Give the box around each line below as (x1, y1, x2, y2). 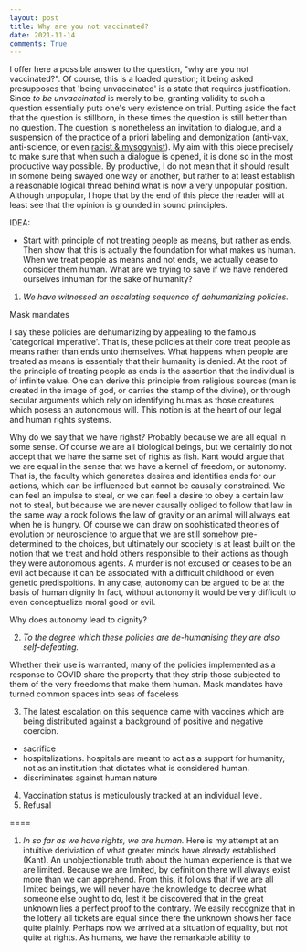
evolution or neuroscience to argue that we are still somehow (9, 528, 239, 539)
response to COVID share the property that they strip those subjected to (9, 669, 281, 680)
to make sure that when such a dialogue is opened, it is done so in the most (9, 152, 294, 162)
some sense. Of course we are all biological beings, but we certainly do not (9, 442, 293, 453)
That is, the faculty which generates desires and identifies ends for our (9, 471, 277, 482)
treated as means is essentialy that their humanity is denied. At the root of (9, 356, 288, 367)
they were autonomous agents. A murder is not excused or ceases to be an (9, 558, 292, 569)
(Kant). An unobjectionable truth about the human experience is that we (22, 854, 292, 865)
